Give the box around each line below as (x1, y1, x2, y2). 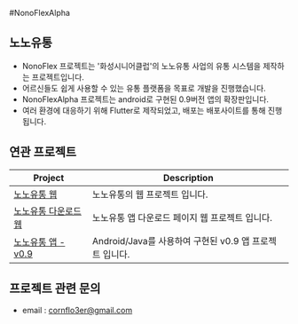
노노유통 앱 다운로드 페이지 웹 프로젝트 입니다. (91, 211, 273, 224)
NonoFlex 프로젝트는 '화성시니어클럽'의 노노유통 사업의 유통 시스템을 (21, 60, 262, 71)
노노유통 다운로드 (13, 204, 82, 217)
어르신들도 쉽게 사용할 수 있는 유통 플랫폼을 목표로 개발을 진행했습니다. (21, 83, 266, 93)
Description (162, 171, 215, 184)
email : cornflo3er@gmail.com (21, 305, 133, 316)
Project (33, 171, 65, 184)
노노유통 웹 (13, 188, 58, 201)
